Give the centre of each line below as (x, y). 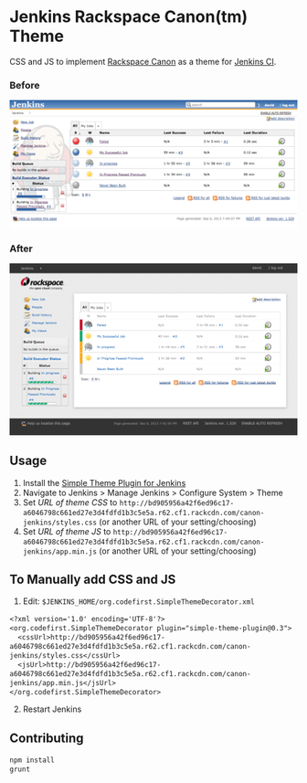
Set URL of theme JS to (67, 531)
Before (25, 85)
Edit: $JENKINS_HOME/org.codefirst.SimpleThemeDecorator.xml (138, 601)
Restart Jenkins (52, 709)
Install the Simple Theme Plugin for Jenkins (104, 482)
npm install (32, 760)
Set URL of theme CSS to (70, 502)
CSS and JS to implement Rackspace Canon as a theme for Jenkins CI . (143, 61)
